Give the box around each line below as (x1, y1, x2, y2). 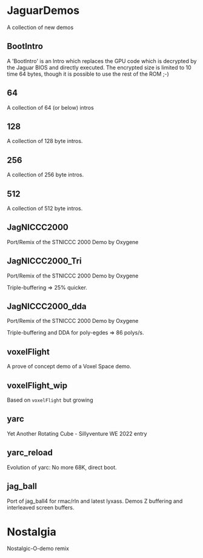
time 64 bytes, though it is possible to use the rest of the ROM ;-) (7, 70, 169, 78)
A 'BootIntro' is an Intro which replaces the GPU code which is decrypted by (7, 57, 197, 64)
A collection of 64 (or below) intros (7, 104, 95, 111)
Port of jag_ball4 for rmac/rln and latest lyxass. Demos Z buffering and (7, 497, 183, 505)
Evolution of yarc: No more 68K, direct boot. (7, 463, 117, 471)
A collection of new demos (7, 24, 74, 31)
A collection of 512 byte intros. (7, 205, 83, 212)
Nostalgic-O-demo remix (7, 545, 69, 552)
